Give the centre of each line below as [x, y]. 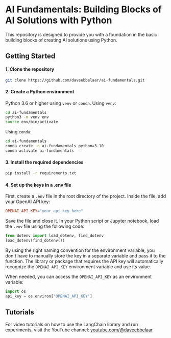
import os [16, 291]
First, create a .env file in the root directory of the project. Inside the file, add [86, 196]
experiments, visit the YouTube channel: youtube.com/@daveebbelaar [79, 330]
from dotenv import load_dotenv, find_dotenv [54, 236]
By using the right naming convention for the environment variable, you [80, 250]
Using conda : [18, 132]
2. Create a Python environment [40, 92]
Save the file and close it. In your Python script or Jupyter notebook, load [82, 221]
